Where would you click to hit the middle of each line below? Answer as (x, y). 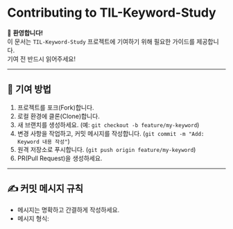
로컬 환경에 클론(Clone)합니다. (59, 116)
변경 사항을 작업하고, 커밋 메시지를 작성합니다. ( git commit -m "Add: (111, 133)
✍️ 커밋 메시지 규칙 (45, 189)
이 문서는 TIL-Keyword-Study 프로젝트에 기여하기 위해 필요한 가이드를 (101, 41)
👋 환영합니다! (25, 33)
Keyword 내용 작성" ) (44, 141)
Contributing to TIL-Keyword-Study (112, 13)
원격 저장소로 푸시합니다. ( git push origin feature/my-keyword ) (106, 149)
